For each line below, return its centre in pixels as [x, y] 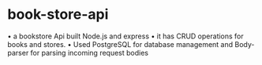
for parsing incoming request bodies [90, 52]
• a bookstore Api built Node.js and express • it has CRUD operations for [125, 36]
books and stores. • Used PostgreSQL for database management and [120, 44]
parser [18, 52]
